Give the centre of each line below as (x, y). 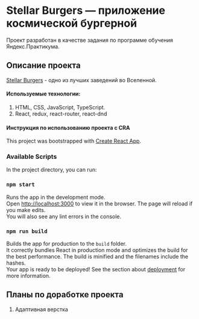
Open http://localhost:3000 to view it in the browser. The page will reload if (99, 204)
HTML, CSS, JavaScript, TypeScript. (60, 107)
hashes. (16, 263)
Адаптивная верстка (41, 309)
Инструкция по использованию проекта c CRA (68, 127)
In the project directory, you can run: (52, 170)
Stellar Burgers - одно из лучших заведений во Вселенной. (81, 80)
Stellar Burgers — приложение (86, 11)
